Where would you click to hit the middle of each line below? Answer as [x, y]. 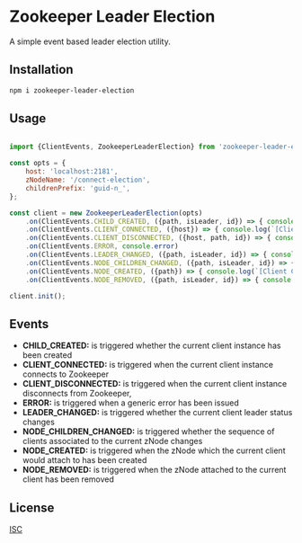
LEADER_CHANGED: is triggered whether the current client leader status [157, 413]
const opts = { [38, 164]
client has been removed [68, 479]
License [32, 507]
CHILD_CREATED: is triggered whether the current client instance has [151, 346]
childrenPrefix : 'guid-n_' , [78, 188]
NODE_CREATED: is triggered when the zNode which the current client [154, 450]
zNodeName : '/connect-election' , [88, 180]
